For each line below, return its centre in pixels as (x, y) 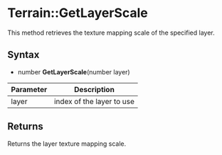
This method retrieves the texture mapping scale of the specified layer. (111, 33)
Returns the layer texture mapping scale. (67, 144)
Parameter (29, 89)
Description (94, 89)
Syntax (23, 55)
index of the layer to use (94, 101)
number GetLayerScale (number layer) (74, 71)
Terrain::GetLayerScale (78, 13)
